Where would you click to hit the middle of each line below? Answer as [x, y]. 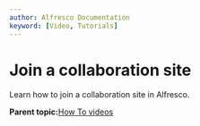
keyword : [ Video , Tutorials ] [64, 26]
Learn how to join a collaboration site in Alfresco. [100, 95]
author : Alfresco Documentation [70, 17]
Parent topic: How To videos [61, 112]
